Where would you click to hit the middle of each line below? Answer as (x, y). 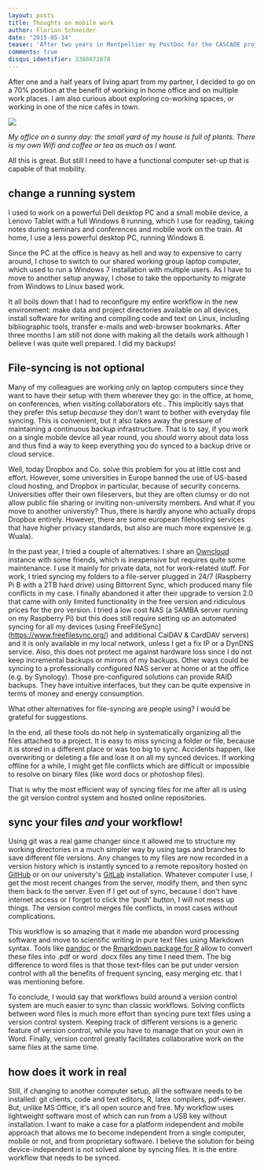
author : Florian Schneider (52, 30)
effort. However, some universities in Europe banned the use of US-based (128, 478)
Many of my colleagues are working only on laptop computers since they (126, 387)
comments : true (33, 52)
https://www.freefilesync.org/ (59, 635)
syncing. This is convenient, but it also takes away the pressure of (115, 420)
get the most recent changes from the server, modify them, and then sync (128, 883)
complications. (32, 917)
